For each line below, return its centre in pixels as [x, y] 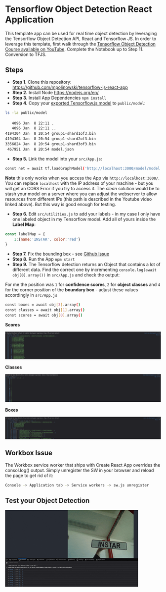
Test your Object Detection [47, 501]
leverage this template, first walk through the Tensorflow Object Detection [80, 44]
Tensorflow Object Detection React [79, 9]
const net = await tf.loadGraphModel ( [45, 168]
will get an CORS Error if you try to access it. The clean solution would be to [82, 188]
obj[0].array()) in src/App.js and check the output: [66, 275]
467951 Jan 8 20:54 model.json [41, 149]
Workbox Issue [29, 453]
